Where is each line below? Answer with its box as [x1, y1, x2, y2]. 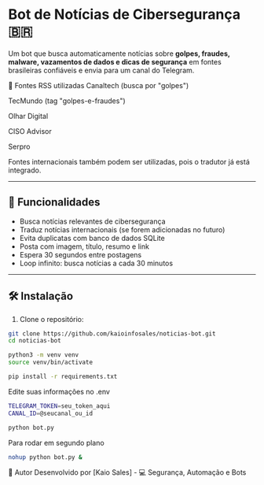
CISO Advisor [8, 126, 53, 135]
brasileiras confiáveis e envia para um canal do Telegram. [8, 65, 195, 75]
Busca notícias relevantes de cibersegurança [19, 217, 166, 226]
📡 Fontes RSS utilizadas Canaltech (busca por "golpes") [8, 80, 189, 90]
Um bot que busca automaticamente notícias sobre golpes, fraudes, [8, 49, 230, 58]
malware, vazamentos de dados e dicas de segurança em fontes [8, 57, 222, 66]
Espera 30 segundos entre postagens [19, 250, 142, 259]
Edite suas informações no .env [8, 387, 110, 396]
